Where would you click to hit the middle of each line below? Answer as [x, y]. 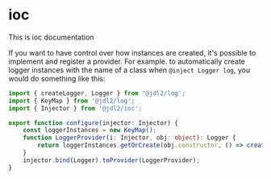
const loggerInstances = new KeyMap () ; [90, 131]
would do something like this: [57, 78]
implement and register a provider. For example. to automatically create [127, 61]
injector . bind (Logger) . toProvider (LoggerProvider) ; [111, 160]
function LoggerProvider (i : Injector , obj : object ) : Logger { [129, 138]
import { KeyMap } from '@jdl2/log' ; [72, 101]
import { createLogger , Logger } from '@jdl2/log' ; [97, 93]
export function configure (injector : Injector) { [94, 123]
